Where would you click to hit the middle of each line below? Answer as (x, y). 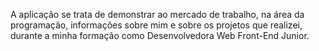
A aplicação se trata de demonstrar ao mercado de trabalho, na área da (157, 14)
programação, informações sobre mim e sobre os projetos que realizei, (156, 25)
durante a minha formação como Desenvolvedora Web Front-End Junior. (160, 35)
